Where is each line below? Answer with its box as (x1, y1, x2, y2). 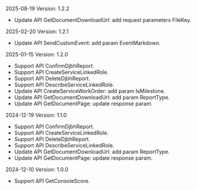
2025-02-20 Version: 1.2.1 (5, 28, 69, 35)
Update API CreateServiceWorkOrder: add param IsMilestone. (14, 88, 166, 94)
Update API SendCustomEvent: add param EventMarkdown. (14, 40, 161, 46)
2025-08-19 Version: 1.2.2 (5, 5, 69, 12)
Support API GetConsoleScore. (14, 178, 90, 184)
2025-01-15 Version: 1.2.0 (5, 51, 69, 58)
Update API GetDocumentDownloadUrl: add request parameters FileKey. (14, 17, 192, 23)
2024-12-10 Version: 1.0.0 (5, 166, 69, 173)
